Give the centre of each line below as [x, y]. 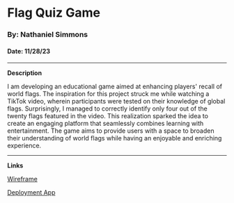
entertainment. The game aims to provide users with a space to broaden [111, 131]
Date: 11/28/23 [29, 51]
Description [25, 73]
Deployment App [31, 193]
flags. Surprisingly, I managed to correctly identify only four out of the [107, 108]
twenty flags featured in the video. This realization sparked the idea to [108, 116]
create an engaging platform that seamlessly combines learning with [106, 124]
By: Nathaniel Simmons [48, 35]
